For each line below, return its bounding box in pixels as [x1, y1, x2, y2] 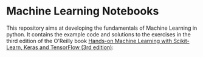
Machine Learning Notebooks [6, 4, 159, 18]
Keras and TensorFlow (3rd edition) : [23, 44, 114, 51]
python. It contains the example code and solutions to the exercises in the [6, 30, 191, 38]
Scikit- [173, 37, 190, 44]
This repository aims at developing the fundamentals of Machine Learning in [6, 24, 198, 32]
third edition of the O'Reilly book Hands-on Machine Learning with [6, 37, 172, 44]
